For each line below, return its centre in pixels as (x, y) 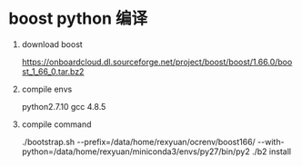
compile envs (47, 89)
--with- (271, 142)
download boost (52, 44)
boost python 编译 (78, 19)
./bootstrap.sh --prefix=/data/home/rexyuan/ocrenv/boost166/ (138, 142)
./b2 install (272, 151)
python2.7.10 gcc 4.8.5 (64, 106)
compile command (56, 124)
